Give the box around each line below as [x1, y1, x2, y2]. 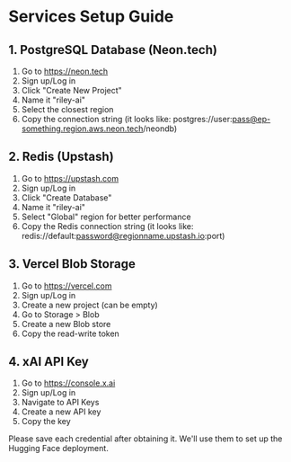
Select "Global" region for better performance [21, 211, 191, 222]
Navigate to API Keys [21, 397, 100, 408]
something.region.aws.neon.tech [21, 123, 144, 134]
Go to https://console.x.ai [21, 378, 116, 388]
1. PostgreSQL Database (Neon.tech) [8, 42, 217, 58]
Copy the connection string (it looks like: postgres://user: [21, 114, 233, 124]
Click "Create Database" [21, 191, 112, 203]
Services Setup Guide [8, 6, 174, 27]
